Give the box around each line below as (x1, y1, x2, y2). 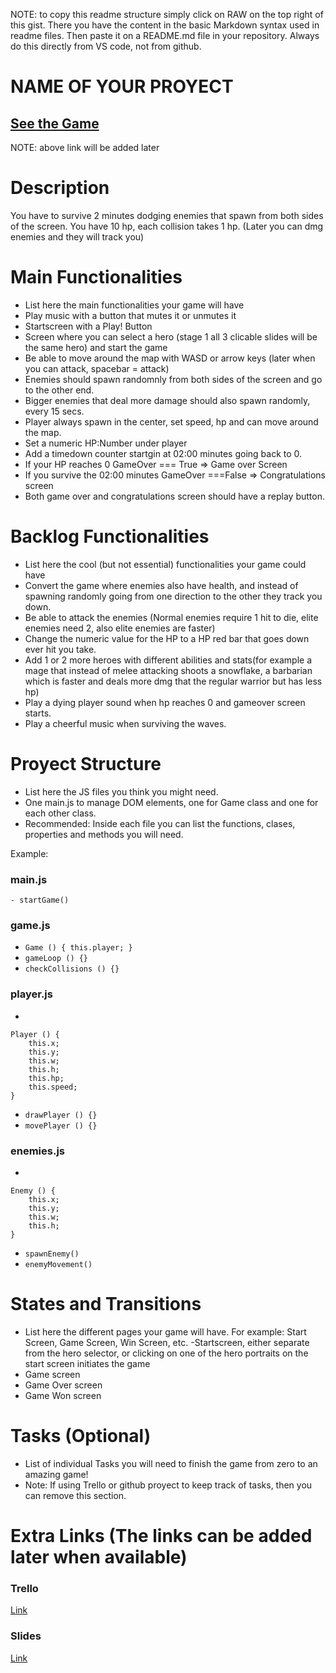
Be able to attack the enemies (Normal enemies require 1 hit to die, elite (24, 611, 319, 623)
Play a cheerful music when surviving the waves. (24, 717, 227, 729)
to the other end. (24, 384, 95, 396)
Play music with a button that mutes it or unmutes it (24, 309, 237, 321)
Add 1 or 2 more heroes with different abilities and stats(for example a (24, 654, 313, 666)
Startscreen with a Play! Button (24, 320, 153, 332)
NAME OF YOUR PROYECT (10, 75, 234, 98)
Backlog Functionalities (10, 525, 210, 548)
